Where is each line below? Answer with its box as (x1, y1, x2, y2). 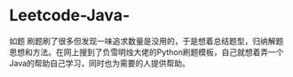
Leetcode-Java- (9, 5, 131, 26)
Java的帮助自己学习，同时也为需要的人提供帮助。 (9, 58, 191, 68)
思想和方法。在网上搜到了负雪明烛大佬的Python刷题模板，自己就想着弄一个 (9, 46, 284, 58)
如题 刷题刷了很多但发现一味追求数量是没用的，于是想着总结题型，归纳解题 (9, 35, 284, 46)
